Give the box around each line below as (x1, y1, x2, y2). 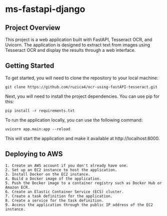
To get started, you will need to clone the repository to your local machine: (5, 75, 158, 81)
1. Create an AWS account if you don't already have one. (5, 163, 128, 168)
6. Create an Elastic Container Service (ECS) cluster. (5, 189, 124, 194)
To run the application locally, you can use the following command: (5, 117, 143, 123)
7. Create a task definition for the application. (5, 194, 113, 199)
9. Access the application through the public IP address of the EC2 (5, 202, 153, 208)
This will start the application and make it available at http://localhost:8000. (5, 135, 160, 141)
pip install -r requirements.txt (5, 108, 75, 113)
